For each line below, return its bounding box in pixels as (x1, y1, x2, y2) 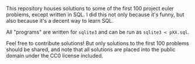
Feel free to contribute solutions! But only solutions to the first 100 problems (6, 40, 189, 47)
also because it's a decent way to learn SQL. (6, 17, 114, 24)
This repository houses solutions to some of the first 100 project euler (6, 5, 175, 12)
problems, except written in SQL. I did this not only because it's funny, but (6, 11, 184, 18)
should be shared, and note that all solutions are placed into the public (6, 46, 176, 53)
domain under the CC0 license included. (6, 52, 104, 59)
